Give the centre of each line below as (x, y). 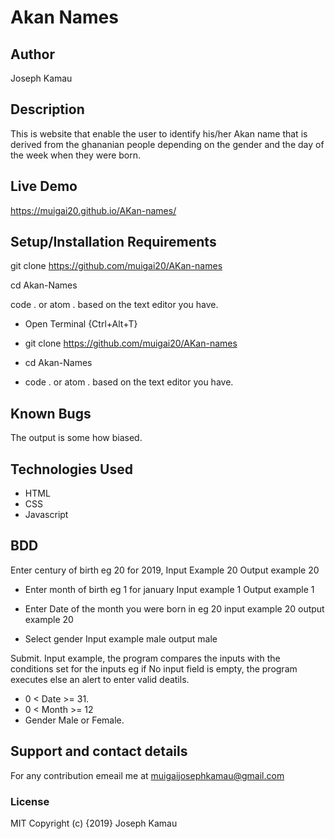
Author (32, 54)
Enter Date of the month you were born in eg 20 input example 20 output (174, 608)
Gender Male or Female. (74, 720)
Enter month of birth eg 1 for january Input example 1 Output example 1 (169, 589)
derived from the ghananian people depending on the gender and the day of (167, 144)
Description (47, 109)
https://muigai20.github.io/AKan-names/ (93, 210)
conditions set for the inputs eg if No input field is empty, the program (154, 668)
